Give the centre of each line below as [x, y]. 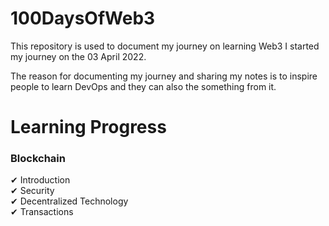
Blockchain [38, 159]
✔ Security [32, 191]
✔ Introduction [40, 180]
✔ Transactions [42, 212]
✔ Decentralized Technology [69, 201]
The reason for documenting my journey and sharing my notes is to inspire [164, 76]
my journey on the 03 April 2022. [78, 56]
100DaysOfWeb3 [83, 18]
